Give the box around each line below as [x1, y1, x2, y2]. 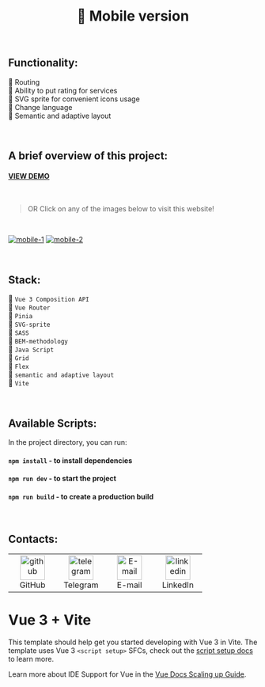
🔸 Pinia [8, 311, 33, 321]
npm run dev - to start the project [8, 474, 117, 484]
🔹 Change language [8, 102, 73, 112]
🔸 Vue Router [8, 302, 51, 312]
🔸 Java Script [8, 344, 54, 355]
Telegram [62, 579, 99, 590]
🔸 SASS [8, 328, 29, 337]
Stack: [8, 273, 41, 287]
